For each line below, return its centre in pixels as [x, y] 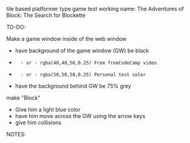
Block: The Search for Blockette [46, 15]
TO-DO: [16, 27]
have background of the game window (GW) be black [82, 51]
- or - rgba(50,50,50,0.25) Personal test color [83, 75]
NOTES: [16, 134]
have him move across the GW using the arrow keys [80, 116]
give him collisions [38, 122]
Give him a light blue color [48, 110]
